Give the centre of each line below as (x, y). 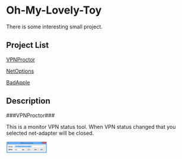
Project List (28, 45)
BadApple (18, 82)
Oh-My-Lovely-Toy (54, 10)
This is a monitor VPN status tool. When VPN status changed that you (91, 126)
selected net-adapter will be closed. (50, 133)
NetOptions (20, 71)
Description (28, 101)
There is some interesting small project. (54, 27)
